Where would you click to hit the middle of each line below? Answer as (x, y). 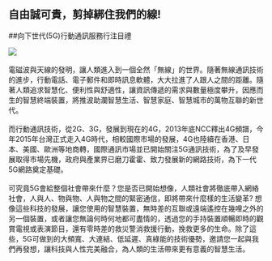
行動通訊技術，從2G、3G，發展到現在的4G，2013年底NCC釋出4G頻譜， (136, 129)
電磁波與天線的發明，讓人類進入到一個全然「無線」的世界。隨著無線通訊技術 (136, 69)
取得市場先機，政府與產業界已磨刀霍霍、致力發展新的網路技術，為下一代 (136, 159)
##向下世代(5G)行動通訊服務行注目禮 (70, 36)
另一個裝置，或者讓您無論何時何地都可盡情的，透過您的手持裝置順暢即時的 (132, 218)
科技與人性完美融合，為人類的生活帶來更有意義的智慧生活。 (150, 249)
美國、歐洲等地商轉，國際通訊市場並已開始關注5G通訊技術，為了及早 (137, 149)
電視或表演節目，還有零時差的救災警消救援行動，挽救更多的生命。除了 (132, 229)
